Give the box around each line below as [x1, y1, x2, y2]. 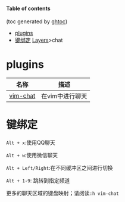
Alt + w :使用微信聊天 [6, 152, 58, 159]
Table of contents [6, 5, 51, 12]
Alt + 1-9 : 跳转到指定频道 [6, 177, 70, 184]
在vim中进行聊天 [41, 92, 87, 101]
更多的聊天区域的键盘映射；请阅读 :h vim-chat [6, 189, 119, 197]
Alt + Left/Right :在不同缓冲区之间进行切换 [6, 164, 113, 172]
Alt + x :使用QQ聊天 [6, 139, 55, 146]
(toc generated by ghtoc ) [6, 18, 68, 25]
